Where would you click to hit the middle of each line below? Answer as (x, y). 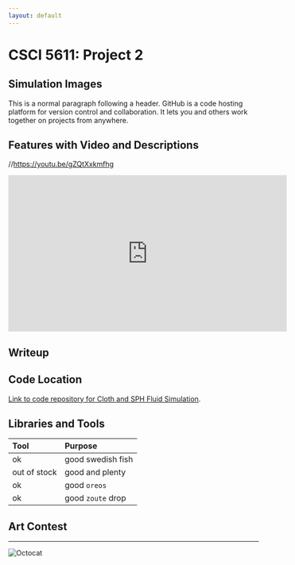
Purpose (81, 446)
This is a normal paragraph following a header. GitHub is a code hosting (126, 103)
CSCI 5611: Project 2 (76, 54)
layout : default (35, 15)
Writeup (29, 352)
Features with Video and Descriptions (103, 145)
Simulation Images (55, 84)
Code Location (45, 379)
